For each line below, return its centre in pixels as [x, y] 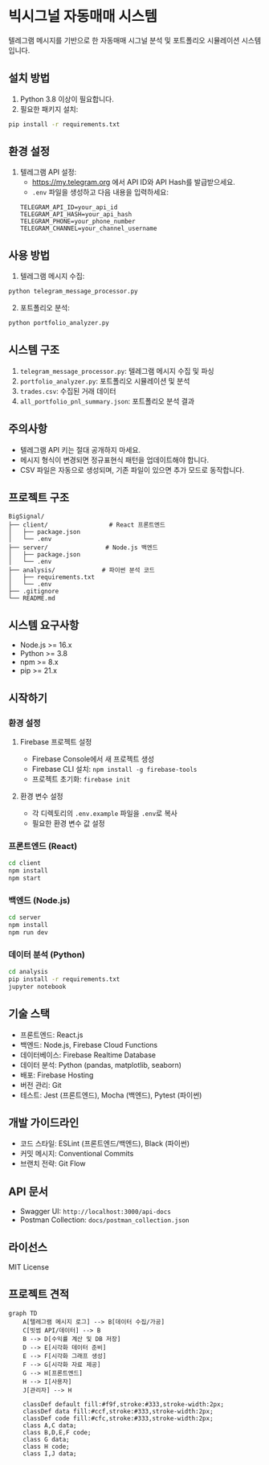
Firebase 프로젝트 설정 [56, 741]
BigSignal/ [26, 517]
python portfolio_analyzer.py [59, 323]
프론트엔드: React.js [51, 1035]
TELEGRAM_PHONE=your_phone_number [77, 222]
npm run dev [28, 932]
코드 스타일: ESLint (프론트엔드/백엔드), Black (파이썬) [105, 1143]
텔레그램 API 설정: [48, 172]
